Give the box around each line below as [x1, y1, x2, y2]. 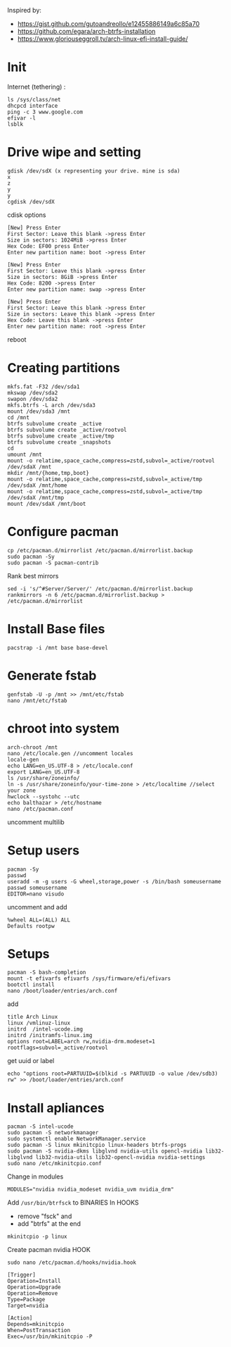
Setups [7, 945, 51, 962]
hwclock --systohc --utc [7, 793, 80, 800]
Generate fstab [7, 667, 97, 683]
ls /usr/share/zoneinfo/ [7, 774, 80, 781]
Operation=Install [7, 1278, 61, 1285]
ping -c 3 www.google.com [7, 108, 83, 116]
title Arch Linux [7, 1014, 58, 1021]
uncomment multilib [7, 817, 65, 826]
